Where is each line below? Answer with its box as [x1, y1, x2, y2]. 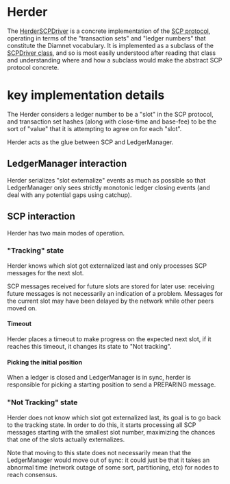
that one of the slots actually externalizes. [7, 435, 125, 443]
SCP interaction [7, 211, 75, 222]
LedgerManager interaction [7, 158, 127, 170]
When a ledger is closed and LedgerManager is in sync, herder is [7, 373, 192, 382]
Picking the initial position [7, 358, 83, 366]
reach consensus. [7, 470, 57, 479]
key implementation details [7, 87, 165, 103]
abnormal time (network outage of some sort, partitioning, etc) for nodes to [7, 463, 220, 471]
